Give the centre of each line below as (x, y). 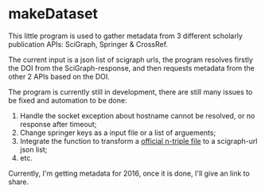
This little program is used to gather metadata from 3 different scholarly (125, 36)
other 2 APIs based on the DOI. (59, 76)
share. (19, 181)
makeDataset (53, 14)
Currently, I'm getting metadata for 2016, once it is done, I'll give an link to (129, 173)
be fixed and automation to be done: (68, 100)
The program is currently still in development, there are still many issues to (131, 91)
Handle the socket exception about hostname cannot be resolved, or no (137, 115)
